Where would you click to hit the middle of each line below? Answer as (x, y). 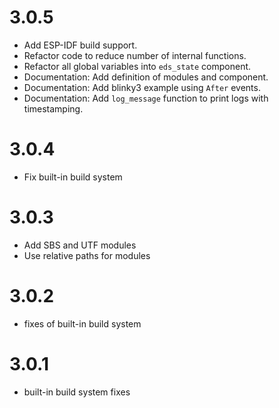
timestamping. (53, 108)
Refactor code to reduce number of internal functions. (135, 55)
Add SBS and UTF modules (80, 245)
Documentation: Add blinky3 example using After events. (142, 87)
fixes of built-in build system (82, 323)
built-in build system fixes (77, 392)
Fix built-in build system (73, 177)
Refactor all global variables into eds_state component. (137, 66)
